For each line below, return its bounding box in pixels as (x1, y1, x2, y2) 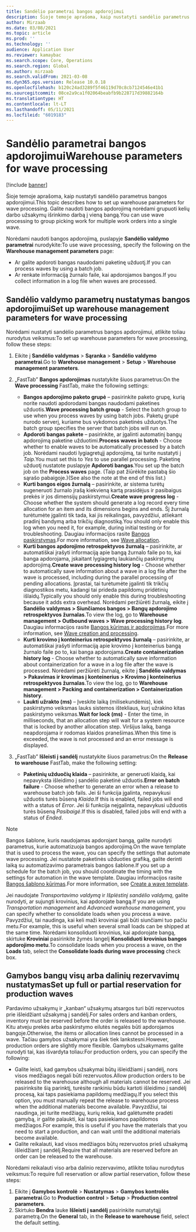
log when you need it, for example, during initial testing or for (23, 524, 171, 531)
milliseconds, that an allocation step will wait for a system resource (23, 717, 185, 723)
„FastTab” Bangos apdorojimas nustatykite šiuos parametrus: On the (14, 376, 180, 383)
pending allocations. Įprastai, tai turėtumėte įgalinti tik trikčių (23, 580, 169, 587)
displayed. (23, 742, 49, 749)
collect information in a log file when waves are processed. (14, 277, 157, 284)
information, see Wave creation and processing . (23, 630, 139, 637)
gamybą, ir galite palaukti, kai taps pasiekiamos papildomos (14, 1116, 159, 1123)
